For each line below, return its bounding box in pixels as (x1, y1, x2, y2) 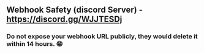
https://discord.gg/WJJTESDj (6, 14, 123, 25)
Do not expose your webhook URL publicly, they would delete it (6, 33, 198, 41)
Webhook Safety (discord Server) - (6, 5, 143, 15)
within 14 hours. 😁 (6, 40, 63, 48)
